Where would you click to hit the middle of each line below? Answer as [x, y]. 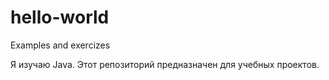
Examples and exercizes [60, 45]
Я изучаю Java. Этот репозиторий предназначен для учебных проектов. [165, 64]
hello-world [60, 17]
